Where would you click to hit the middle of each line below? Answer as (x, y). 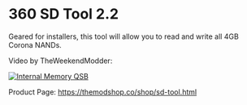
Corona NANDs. (35, 44)
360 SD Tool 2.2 (64, 14)
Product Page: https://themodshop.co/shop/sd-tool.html (103, 92)
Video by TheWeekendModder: (61, 61)
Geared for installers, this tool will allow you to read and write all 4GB (124, 36)
